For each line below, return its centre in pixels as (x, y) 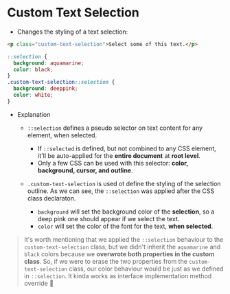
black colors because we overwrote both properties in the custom (119, 254)
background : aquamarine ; (49, 63)
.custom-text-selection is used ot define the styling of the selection (124, 183)
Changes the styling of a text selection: (72, 32)
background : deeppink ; (46, 89)
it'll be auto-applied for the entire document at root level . (119, 155)
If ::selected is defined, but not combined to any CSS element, (127, 148)
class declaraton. (51, 198)
